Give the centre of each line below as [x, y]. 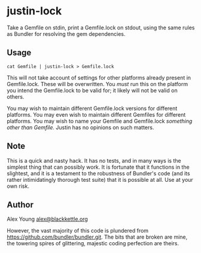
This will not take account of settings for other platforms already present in [99, 77]
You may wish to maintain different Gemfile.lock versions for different [92, 108]
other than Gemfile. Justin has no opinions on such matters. [80, 127]
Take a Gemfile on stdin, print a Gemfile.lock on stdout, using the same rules [101, 28]
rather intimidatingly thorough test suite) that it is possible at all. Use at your [100, 179]
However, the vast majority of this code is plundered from [78, 231]
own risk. [18, 186]
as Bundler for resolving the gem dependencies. [66, 33]
